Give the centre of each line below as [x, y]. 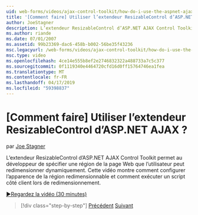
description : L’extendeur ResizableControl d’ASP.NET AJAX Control [91, 28]
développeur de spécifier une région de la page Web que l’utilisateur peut [95, 164]
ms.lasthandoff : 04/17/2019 [41, 83]
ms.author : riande [29, 34]
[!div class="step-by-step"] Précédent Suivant [77, 205]
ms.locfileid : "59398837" [38, 88]
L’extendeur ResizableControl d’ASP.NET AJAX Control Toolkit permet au [94, 157]
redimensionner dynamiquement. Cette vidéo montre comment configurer [96, 170]
